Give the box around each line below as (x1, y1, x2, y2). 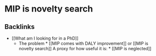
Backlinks (4, 23, 35, 31)
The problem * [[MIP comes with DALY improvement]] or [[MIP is (18, 41, 149, 46)
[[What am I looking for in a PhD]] (11, 35, 78, 41)
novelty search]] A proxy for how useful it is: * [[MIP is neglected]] (18, 46, 152, 51)
